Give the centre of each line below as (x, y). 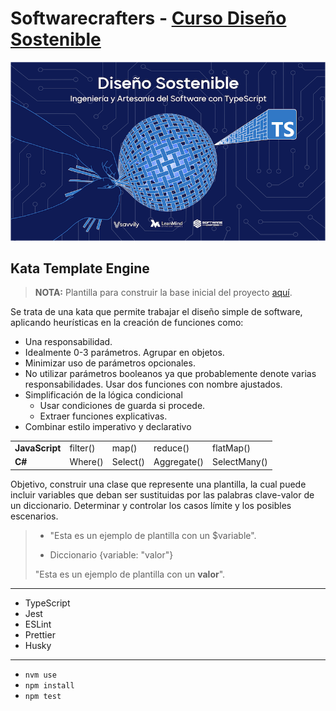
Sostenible (56, 39)
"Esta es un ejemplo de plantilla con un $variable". (153, 535)
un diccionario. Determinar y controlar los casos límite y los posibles (151, 505)
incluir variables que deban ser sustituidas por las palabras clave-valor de (162, 494)
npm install (49, 685)
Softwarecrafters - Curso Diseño (148, 18)
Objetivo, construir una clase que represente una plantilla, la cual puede (158, 484)
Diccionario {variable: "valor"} (111, 554)
